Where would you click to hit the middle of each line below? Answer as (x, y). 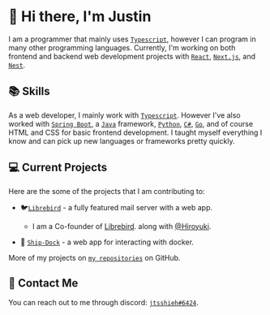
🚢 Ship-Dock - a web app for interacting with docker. (107, 242)
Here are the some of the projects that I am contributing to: (107, 191)
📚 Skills (29, 91)
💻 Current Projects (58, 168)
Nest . (17, 65)
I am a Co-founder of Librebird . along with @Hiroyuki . (122, 226)
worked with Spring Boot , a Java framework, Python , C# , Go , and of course (131, 123)
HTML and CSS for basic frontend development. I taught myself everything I (135, 132)
